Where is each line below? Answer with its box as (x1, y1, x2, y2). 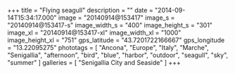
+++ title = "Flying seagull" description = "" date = (7, 6, 153, 14)
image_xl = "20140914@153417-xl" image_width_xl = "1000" (7, 28, 182, 37)
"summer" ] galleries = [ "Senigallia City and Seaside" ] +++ (7, 58, 181, 66)
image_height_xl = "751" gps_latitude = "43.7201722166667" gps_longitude (7, 36, 225, 44)
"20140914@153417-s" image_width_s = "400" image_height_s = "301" (7, 21, 213, 29)
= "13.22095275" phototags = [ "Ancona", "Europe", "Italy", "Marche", (7, 44, 209, 51)
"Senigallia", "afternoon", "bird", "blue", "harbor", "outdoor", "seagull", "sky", (7, 51, 229, 59)
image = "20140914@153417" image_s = (58, 13, 175, 22)
